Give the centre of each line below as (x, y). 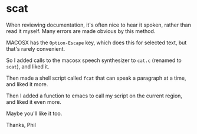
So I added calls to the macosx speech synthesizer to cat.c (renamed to (94, 60)
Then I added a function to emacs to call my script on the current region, (94, 96)
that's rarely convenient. (36, 48)
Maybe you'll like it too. (34, 113)
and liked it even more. (34, 102)
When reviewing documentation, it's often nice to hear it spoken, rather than (99, 25)
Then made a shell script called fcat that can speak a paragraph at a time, (96, 78)
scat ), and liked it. (28, 66)
